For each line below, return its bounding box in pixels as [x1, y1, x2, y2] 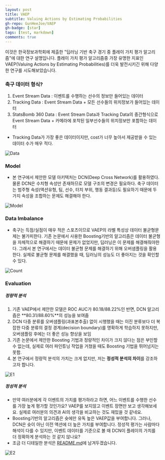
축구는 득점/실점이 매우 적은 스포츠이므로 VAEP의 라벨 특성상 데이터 [12, 227, 142, 233]
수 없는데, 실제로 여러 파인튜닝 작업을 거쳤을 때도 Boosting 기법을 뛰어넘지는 [12, 343, 159, 349]
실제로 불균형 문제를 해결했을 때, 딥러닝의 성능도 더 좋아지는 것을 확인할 [23, 251, 160, 257]
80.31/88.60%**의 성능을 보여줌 [26, 312, 89, 318]
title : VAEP [5, 12, 30, 17]
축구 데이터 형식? [5, 81, 43, 88]
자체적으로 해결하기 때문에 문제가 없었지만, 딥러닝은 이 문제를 [17, 239, 134, 245]
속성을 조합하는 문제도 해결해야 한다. [21, 193, 92, 199]
